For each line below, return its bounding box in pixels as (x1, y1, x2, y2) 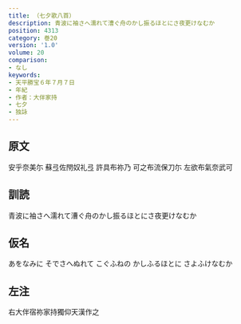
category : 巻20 (8, 34, 57, 42)
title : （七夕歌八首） (8, 11, 76, 20)
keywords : (8, 71, 41, 79)
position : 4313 (8, 26, 59, 34)
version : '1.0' (8, 41, 59, 49)
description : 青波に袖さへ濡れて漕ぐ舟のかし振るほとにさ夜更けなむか (8, 19, 215, 27)
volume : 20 (8, 49, 45, 57)
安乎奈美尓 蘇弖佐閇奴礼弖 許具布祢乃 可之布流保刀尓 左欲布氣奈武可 (8, 162, 233, 172)
